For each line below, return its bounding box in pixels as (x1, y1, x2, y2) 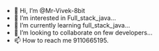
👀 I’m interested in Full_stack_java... (13, 14, 116, 22)
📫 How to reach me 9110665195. (13, 37, 109, 44)
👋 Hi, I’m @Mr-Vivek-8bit (13, 7, 86, 14)
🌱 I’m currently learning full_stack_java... (13, 21, 130, 29)
